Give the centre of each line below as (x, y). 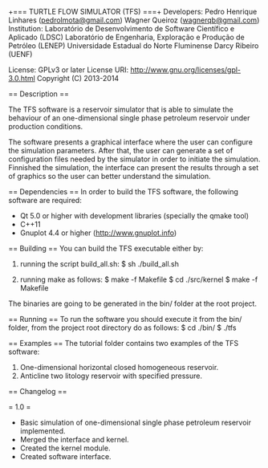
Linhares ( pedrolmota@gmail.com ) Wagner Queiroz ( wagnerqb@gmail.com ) (134, 20)
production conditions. (46, 126)
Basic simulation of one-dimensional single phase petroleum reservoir (135, 422)
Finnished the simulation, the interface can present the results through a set (134, 167)
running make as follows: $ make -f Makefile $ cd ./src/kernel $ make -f (139, 279)
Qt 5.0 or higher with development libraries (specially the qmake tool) (134, 216)
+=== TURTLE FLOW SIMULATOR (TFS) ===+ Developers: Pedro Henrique (133, 12)
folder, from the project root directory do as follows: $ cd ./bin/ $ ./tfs (122, 328)
